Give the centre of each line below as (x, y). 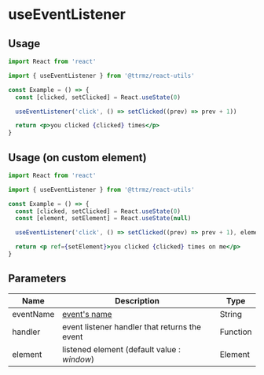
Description (137, 300)
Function (236, 332)
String (231, 314)
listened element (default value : (121, 349)
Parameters (37, 279)
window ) (78, 359)
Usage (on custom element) (77, 158)
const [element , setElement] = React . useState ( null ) (103, 219)
